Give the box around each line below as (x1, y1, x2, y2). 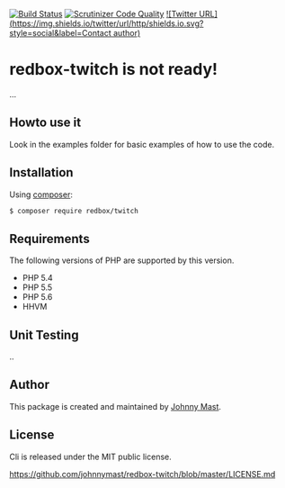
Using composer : (9, 189, 74, 200)
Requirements (9, 230, 90, 247)
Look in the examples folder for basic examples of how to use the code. (9, 139, 275, 149)
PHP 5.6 (22, 292, 53, 303)
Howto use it (9, 115, 82, 131)
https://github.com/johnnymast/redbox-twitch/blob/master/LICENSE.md (9, 468, 276, 479)
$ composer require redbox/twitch (9, 206, 139, 215)
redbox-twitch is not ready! (9, 59, 218, 80)
